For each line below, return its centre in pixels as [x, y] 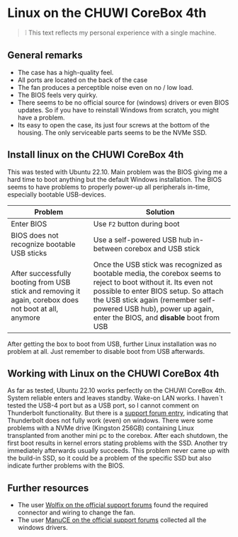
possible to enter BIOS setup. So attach [158, 291]
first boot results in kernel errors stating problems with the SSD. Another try [118, 443]
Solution [160, 212]
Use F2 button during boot [136, 224]
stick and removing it [46, 291]
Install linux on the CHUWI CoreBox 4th [96, 155]
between [108, 248]
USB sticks [29, 253]
